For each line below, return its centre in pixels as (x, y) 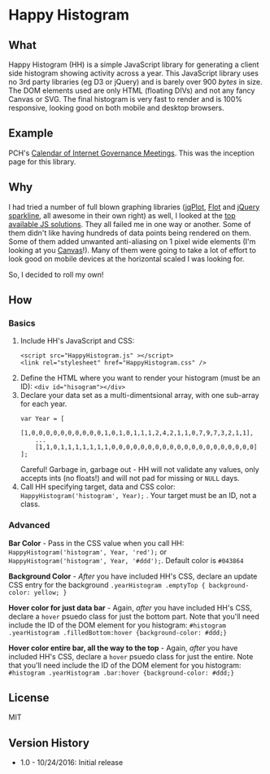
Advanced (29, 525)
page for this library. (42, 161)
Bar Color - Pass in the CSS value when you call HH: (96, 543)
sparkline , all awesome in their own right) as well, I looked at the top (122, 215)
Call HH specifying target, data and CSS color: (98, 487)
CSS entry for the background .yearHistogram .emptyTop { (107, 584)
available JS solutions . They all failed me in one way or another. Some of (130, 224)
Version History (49, 743)
